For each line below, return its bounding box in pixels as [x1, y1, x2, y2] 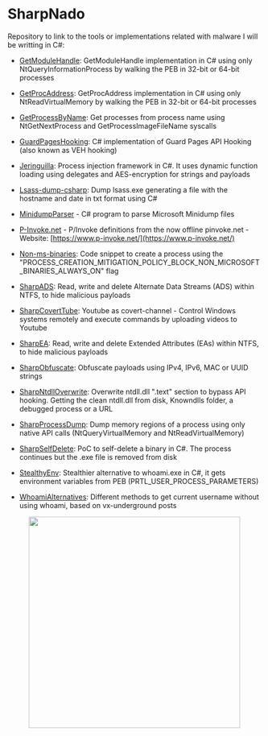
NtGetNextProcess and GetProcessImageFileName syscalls [19, 121, 217, 130]
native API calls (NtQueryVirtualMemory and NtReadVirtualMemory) [19, 428, 245, 437]
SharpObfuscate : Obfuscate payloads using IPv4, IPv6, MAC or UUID [19, 362, 249, 372]
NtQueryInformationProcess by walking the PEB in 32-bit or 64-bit [19, 64, 240, 73]
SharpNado [7, 5, 85, 23]
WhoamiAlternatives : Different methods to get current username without [19, 492, 259, 502]
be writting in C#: [7, 39, 65, 49]
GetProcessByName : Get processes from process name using [19, 112, 225, 122]
